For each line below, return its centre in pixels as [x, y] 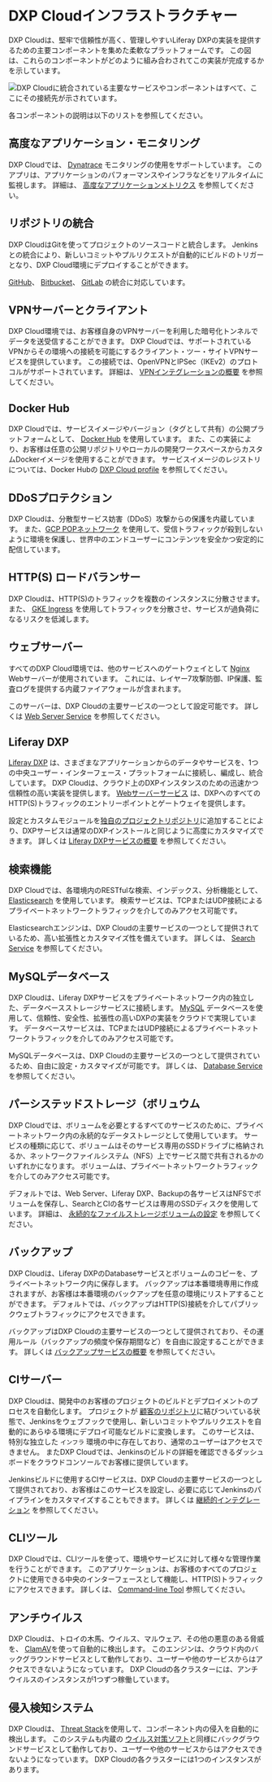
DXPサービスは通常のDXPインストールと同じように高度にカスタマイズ [140, 831]
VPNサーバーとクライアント [78, 310]
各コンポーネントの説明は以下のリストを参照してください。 [108, 115]
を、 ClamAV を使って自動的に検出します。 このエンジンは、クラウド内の [130, 1649]
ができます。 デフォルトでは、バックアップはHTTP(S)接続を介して [119, 1303]
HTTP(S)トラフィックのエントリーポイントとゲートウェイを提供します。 [129, 803]
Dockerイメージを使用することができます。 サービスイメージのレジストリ [138, 459]
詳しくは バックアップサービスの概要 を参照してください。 [122, 1351]
